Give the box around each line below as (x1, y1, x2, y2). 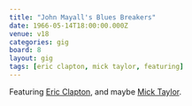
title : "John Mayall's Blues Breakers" (9, 12, 157, 22)
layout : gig (9, 54, 53, 63)
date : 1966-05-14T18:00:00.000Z (9, 21, 128, 30)
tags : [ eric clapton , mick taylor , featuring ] (9, 63, 184, 72)
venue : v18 (9, 29, 50, 38)
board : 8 (9, 46, 42, 55)
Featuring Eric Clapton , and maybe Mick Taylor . (9, 86, 182, 97)
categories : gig (9, 37, 69, 47)
